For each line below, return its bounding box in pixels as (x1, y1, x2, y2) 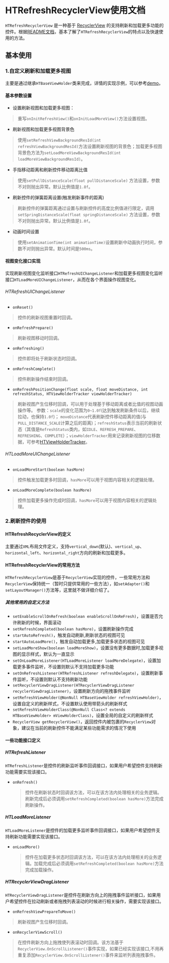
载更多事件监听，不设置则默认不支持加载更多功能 (12, 663, 114, 669)
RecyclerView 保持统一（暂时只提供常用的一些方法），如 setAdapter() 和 (5, 581, 150, 587)
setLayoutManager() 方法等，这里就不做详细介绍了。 (5, 587, 112, 593)
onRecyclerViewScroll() (12, 930, 63, 935)
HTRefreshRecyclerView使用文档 (5, 5, 146, 16)
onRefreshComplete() (12, 367, 56, 372)
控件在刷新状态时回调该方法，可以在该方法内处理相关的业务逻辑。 (25, 789, 162, 796)
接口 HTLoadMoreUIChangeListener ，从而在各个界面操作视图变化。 (5, 276, 139, 283)
